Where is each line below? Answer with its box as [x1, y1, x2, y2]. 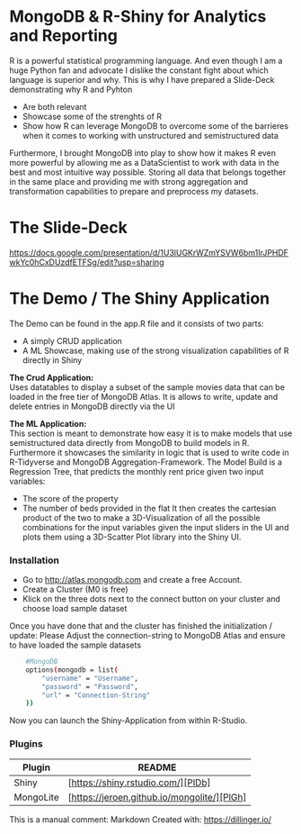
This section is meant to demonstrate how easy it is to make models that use [9, 428, 293, 439]
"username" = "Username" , [41, 674, 139, 683]
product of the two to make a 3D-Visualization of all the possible [22, 512, 261, 523]
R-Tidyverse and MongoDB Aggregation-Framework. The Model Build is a [9, 457, 283, 467]
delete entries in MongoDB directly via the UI [9, 401, 175, 412]
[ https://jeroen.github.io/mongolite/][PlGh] [67, 791, 247, 803]
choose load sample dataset [22, 603, 128, 614]
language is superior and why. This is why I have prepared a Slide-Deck [9, 74, 276, 85]
